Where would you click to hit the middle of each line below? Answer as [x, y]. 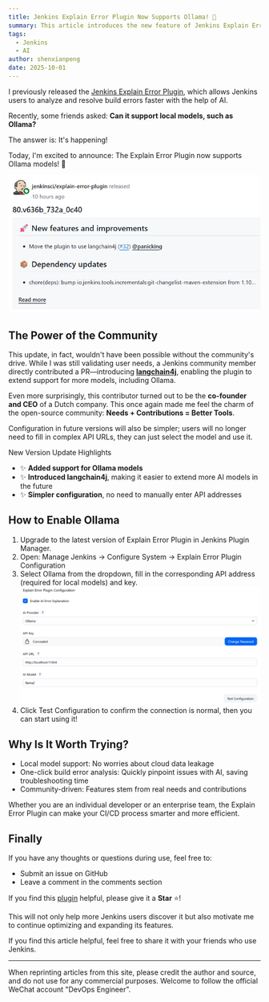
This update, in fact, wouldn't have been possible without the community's [131, 354]
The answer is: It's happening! [58, 140]
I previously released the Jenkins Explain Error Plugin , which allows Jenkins [133, 92]
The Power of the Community [83, 335]
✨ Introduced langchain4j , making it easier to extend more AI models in [139, 477]
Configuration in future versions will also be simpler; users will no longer [127, 428]
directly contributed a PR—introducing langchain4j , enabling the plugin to [130, 371]
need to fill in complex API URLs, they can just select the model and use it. [130, 437]
